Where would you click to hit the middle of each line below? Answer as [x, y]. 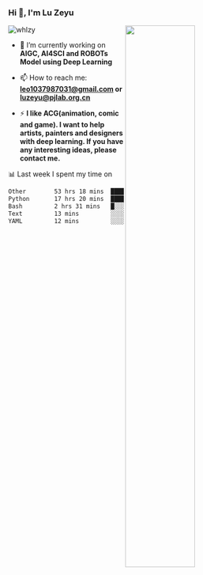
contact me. [40, 158]
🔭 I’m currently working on [62, 45]
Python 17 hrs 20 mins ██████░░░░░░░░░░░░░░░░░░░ [104, 199]
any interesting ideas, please [68, 150]
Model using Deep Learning [66, 62]
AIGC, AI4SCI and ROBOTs [64, 54]
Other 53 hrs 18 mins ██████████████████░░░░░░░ [104, 192]
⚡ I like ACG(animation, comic [70, 113]
